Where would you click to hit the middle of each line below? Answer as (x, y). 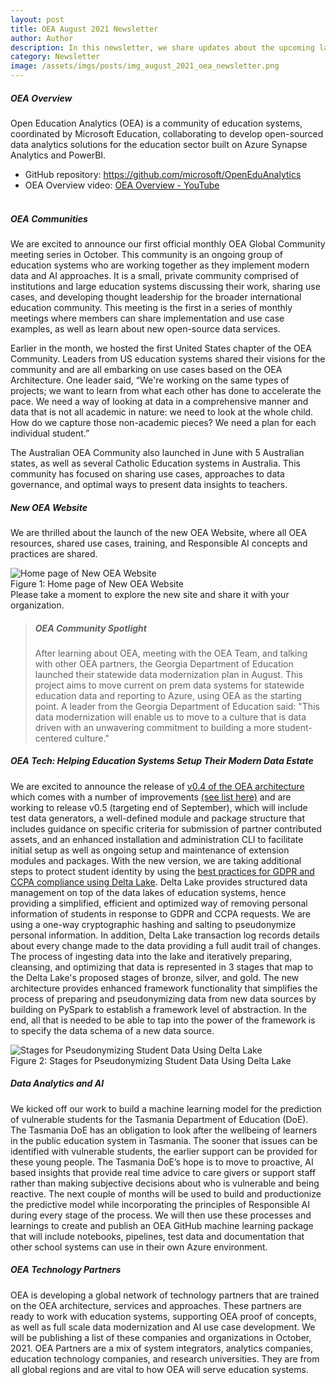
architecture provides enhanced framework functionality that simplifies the (164, 988)
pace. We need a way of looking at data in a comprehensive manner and (159, 401)
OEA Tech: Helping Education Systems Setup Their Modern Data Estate (162, 761)
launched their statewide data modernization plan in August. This (168, 674)
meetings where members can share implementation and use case (147, 318)
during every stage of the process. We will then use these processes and (161, 1215)
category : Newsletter (55, 57)
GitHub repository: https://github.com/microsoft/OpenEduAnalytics (163, 174)
